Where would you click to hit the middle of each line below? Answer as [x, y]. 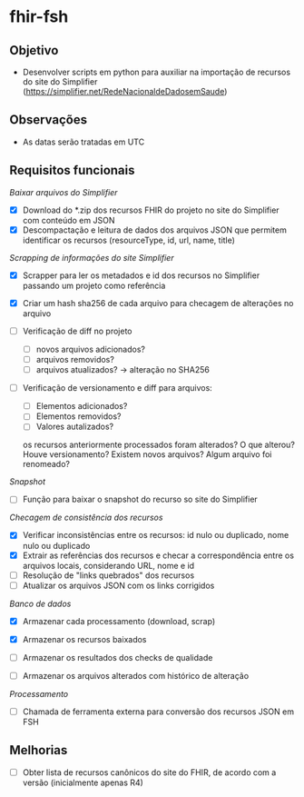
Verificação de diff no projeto [77, 331]
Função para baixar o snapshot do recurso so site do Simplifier [140, 499]
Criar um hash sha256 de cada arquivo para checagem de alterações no [158, 303]
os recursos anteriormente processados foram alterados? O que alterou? [158, 445]
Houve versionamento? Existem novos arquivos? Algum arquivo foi [147, 454]
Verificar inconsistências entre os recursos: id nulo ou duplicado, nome [156, 535]
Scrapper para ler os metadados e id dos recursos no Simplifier [141, 275]
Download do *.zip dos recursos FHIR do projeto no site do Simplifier [151, 210]
